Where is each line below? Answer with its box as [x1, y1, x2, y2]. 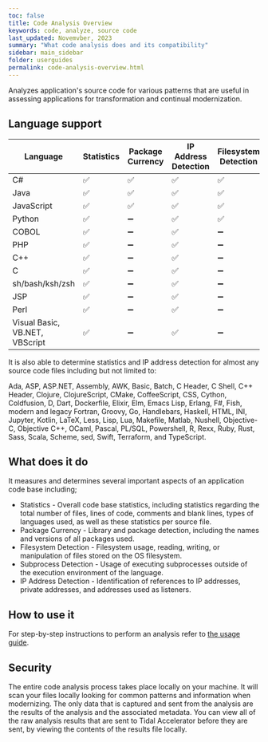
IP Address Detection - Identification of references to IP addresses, [19, 576, 241, 586]
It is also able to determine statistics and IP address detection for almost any [8, 357, 259, 367]
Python [12, 213, 40, 224]
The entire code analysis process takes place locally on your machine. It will [8, 682, 258, 691]
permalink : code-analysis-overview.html [8, 64, 145, 72]
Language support [8, 117, 102, 131]
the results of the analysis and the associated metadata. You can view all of [8, 708, 256, 716]
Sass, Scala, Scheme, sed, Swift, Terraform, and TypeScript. [8, 432, 207, 441]
